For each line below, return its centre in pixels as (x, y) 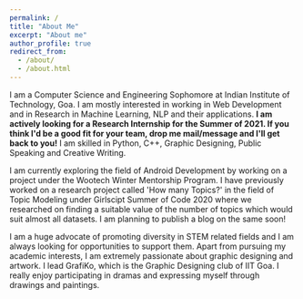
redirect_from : (38, 52)
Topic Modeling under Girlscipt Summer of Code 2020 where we (131, 199)
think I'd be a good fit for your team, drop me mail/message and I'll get (145, 133)
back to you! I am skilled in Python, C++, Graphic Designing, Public (136, 143)
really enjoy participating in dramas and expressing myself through (135, 275)
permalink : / (34, 18)
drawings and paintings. (55, 284)
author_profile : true (50, 43)
